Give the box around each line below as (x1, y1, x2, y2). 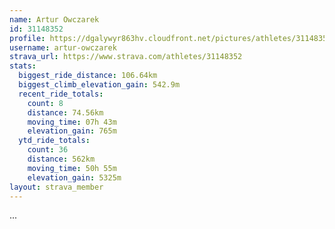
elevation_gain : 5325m (27, 172, 122, 183)
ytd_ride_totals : (18, 136, 91, 146)
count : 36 (27, 145, 69, 155)
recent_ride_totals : (18, 89, 104, 99)
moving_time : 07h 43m (27, 117, 117, 127)
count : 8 (27, 98, 64, 108)
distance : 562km (27, 154, 96, 164)
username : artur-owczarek (9, 42, 117, 53)
